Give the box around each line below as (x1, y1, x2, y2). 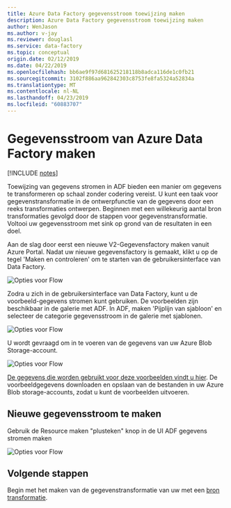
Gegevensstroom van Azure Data (7, 131, 203, 147)
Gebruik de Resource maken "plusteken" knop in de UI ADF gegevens (7, 426, 207, 435)
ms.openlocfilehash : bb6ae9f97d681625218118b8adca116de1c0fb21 (7, 68, 195, 75)
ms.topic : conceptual (7, 49, 70, 56)
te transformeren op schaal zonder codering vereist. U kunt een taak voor (7, 190, 218, 198)
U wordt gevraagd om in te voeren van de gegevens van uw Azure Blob (7, 339, 212, 347)
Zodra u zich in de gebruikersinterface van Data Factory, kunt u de (7, 289, 198, 298)
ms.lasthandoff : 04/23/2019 (7, 95, 89, 102)
